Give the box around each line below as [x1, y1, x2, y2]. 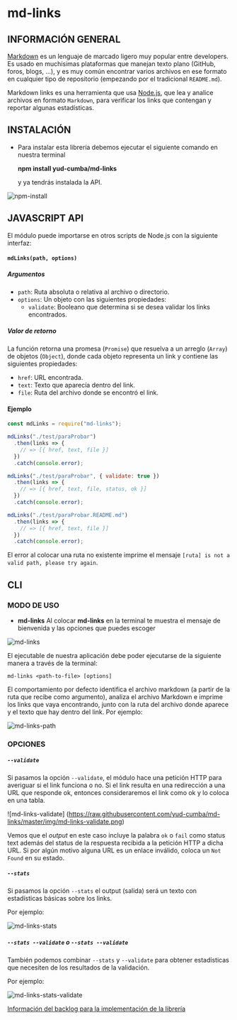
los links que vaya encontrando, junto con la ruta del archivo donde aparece [7, 701, 229, 709]
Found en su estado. [7, 853, 65, 862]
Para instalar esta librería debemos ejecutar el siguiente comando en [17, 143, 218, 151]
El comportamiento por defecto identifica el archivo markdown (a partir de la [7, 685, 231, 693]
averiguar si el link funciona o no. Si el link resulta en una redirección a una [7, 781, 226, 789]
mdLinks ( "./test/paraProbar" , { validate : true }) [7, 472, 160, 480]
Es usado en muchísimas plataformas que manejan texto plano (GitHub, [7, 60, 216, 68]
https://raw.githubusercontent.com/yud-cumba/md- [68, 809, 221, 818]
